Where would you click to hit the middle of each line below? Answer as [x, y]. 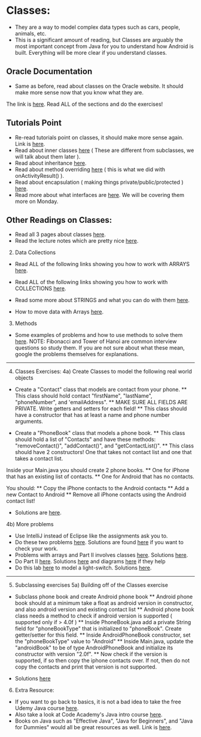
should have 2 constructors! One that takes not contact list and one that [103, 452]
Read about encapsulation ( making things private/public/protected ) [99, 182]
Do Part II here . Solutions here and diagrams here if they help [90, 562]
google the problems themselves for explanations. [77, 354]
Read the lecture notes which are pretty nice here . [77, 241]
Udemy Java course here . [47, 708]
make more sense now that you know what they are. [79, 92]
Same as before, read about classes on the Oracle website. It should [99, 86]
